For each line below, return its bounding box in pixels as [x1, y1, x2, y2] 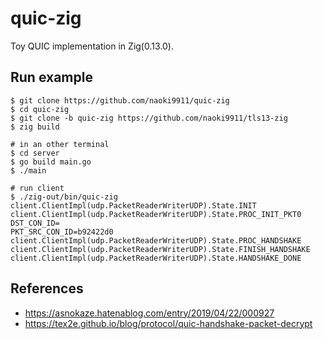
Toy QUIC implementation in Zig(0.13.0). [10, 40, 174, 52]
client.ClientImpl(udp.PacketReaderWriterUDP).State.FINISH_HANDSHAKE [10, 244, 311, 254]
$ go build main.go [10, 157, 92, 167]
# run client [10, 183, 65, 193]
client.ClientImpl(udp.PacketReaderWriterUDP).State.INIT [10, 200, 257, 211]
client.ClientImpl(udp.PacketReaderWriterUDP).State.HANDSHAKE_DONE [10, 253, 302, 263]
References [10, 280, 84, 297]
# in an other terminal [10, 139, 110, 149]
